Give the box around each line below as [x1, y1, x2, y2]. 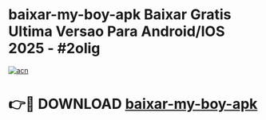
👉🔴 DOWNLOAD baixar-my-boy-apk [8, 95, 258, 113]
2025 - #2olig [8, 40, 101, 57]
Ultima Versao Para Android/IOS [8, 22, 225, 41]
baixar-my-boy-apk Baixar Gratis [8, 6, 232, 24]
